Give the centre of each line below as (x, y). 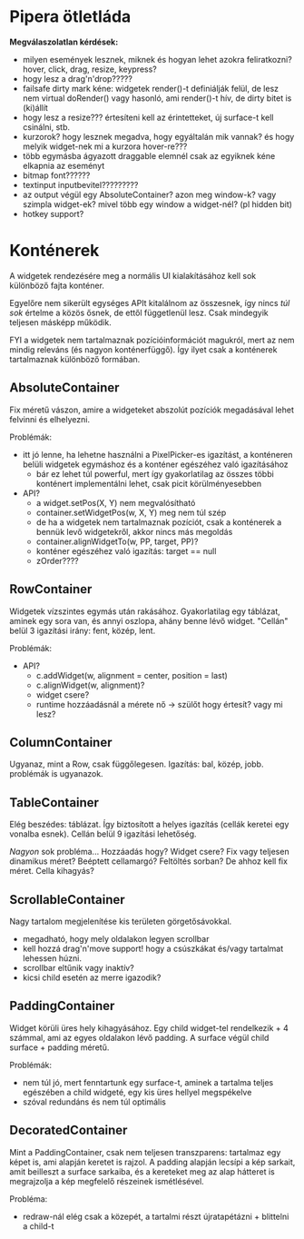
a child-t (38, 1226)
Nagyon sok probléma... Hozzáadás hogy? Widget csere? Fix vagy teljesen (149, 852)
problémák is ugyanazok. (56, 774)
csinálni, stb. (46, 127)
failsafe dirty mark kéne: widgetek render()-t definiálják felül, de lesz (151, 88)
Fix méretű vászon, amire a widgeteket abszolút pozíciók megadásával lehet (152, 410)
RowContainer (51, 589)
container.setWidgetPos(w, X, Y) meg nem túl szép (131, 512)
